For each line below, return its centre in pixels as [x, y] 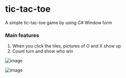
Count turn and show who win [43, 51]
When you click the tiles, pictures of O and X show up [67, 46]
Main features [22, 35]
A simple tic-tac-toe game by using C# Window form [59, 23]
